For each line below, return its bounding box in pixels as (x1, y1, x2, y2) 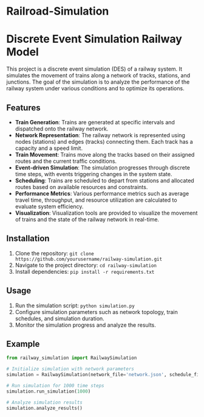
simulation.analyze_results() (6, 405, 83, 411)
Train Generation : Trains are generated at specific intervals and (15, 118, 175, 126)
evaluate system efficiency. (15, 202, 84, 210)
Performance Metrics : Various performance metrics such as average (15, 190, 189, 197)
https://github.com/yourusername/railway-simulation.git (15, 256, 163, 262)
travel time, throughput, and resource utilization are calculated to (15, 196, 177, 204)
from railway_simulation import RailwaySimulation (6, 355, 137, 361)
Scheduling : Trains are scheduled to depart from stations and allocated (15, 177, 194, 184)
